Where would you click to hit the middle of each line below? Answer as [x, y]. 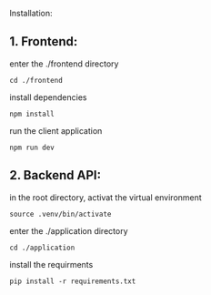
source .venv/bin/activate [60, 214]
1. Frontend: [44, 41]
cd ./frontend [36, 80]
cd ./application [42, 248]
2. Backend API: [55, 175]
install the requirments [51, 264]
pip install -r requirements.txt [73, 281]
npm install [32, 114]
